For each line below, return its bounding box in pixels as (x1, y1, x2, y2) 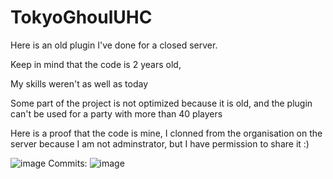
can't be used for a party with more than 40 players (10, 107, 223, 120)
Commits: (48, 157, 88, 169)
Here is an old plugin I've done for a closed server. (10, 39, 218, 51)
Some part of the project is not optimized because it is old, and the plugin (10, 97, 313, 109)
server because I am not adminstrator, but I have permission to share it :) (10, 137, 310, 150)
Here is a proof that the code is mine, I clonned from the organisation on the (10, 127, 323, 139)
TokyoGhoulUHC (10, 6, 153, 29)
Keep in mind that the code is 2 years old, (10, 58, 182, 70)
